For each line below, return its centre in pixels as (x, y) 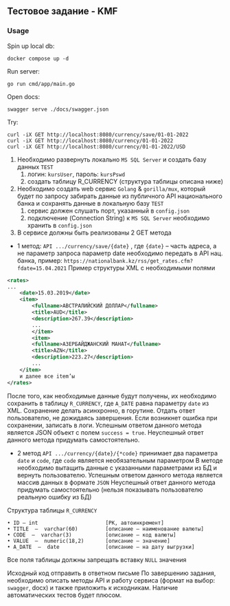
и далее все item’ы (47, 376)
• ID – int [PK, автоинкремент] (86, 523)
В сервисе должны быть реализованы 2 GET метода (94, 232)
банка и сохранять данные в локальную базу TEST (90, 203)
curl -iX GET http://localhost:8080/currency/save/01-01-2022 (98, 134)
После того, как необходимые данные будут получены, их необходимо (112, 396)
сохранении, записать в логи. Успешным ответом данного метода (105, 425)
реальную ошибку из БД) (54, 497)
